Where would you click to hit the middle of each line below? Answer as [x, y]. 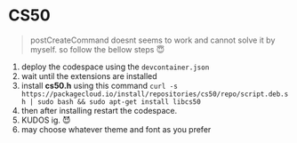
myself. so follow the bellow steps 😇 [97, 49]
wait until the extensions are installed [89, 75]
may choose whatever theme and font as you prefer [116, 129]
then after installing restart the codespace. [99, 110]
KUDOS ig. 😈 [46, 120]
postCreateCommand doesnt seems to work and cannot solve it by [153, 40]
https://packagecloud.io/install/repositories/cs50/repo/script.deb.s [155, 94]
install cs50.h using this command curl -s [100, 85]
